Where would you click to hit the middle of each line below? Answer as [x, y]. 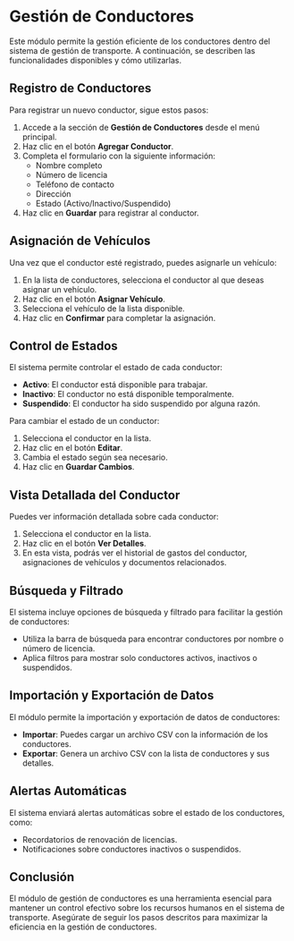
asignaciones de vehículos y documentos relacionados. [124, 563]
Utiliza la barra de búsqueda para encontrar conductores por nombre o [153, 639]
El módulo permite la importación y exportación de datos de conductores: [145, 716]
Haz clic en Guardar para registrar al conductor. [110, 213]
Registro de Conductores [80, 88]
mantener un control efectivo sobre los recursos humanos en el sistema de [147, 908]
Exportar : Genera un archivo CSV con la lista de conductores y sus [146, 753]
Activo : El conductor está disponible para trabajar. [115, 385]
